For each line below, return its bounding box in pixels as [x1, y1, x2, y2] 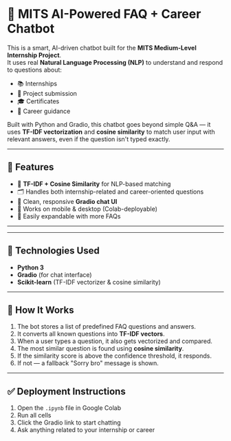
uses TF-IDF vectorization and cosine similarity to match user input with [7, 127, 215, 136]
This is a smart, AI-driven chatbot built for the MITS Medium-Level [7, 43, 197, 52]
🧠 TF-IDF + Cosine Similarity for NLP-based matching [16, 179, 171, 188]
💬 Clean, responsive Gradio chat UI [16, 197, 118, 205]
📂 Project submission [16, 89, 78, 97]
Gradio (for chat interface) [16, 270, 92, 278]
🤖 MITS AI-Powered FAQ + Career [7, 6, 201, 22]
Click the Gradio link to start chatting [16, 418, 122, 427]
